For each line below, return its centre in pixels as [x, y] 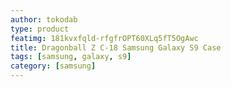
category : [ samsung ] [53, 66]
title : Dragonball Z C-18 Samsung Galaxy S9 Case [116, 47]
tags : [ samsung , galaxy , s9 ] [71, 57]
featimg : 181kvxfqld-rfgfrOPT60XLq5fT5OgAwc [104, 38]
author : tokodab [44, 19]
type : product [40, 29]
